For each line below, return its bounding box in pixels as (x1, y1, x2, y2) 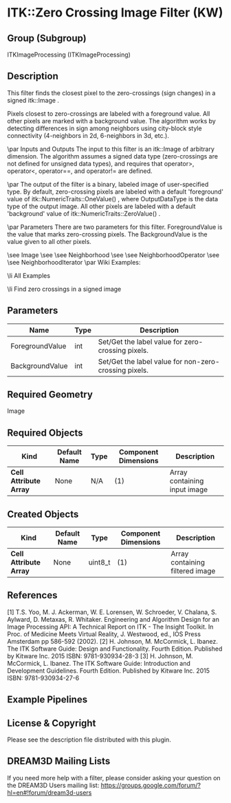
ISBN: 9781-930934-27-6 (7, 673, 80, 682)
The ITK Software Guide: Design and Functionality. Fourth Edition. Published (7, 644, 223, 653)
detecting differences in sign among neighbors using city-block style (7, 124, 202, 132)
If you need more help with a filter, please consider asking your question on (7, 773, 221, 782)
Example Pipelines (7, 694, 88, 706)
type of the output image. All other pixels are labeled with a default (7, 202, 196, 210)
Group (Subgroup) (7, 32, 87, 44)
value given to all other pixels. (7, 237, 91, 245)
